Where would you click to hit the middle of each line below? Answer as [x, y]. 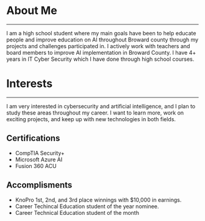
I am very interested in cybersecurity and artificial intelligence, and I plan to [101, 106]
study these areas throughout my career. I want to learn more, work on [95, 113]
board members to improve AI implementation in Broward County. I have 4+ [101, 52]
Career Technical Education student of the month [77, 212]
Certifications [33, 139]
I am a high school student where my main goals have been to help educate [101, 33]
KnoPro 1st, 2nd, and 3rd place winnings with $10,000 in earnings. [98, 200]
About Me [32, 11]
